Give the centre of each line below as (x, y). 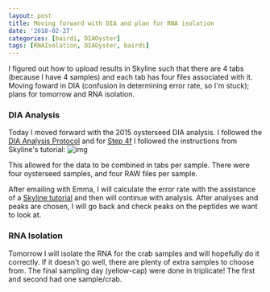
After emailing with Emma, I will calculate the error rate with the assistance (132, 189)
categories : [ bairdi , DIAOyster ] (64, 38)
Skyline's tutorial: (37, 150)
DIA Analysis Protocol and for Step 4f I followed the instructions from (123, 141)
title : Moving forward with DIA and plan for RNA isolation (112, 23)
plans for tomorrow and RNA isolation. (72, 94)
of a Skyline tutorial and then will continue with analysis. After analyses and (133, 198)
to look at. (25, 215)
